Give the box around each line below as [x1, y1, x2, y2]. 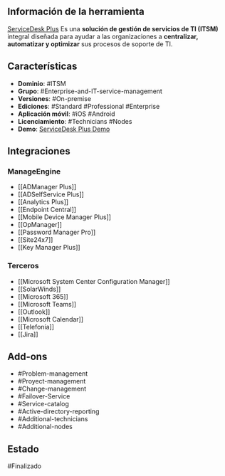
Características [7, 60, 78, 73]
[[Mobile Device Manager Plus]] [17, 213, 112, 221]
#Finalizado [7, 462, 41, 470]
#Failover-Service [17, 392, 70, 401]
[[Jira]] [17, 330, 38, 339]
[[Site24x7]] [17, 236, 53, 244]
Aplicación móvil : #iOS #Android [17, 110, 115, 118]
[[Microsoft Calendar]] [17, 314, 84, 323]
